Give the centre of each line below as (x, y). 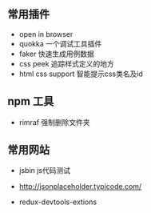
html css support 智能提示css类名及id (81, 74)
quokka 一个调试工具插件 (60, 43)
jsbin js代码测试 (45, 171)
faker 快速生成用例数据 (57, 54)
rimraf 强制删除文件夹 (55, 122)
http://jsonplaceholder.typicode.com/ (80, 187)
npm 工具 (31, 101)
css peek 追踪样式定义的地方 (67, 63)
